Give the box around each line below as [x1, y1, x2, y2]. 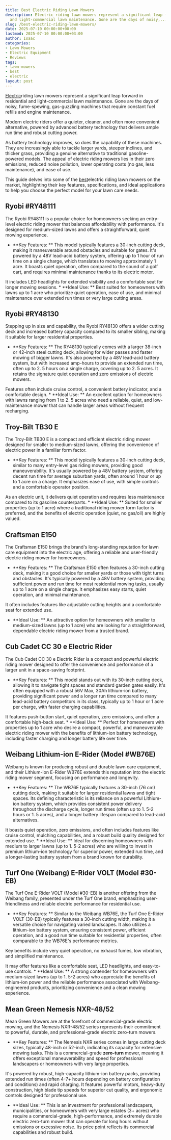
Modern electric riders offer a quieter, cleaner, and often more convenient [5, 118, 160, 125]
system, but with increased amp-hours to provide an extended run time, [12, 360, 164, 366]
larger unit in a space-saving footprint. [5, 666, 86, 673]
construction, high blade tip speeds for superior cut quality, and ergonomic [5, 1087, 163, 1093]
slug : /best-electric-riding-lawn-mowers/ [5, 21, 97, 27]
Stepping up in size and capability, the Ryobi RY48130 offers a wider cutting [5, 323, 164, 329]
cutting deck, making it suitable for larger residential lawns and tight [12, 790, 155, 796]
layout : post [5, 79, 33, 84]
